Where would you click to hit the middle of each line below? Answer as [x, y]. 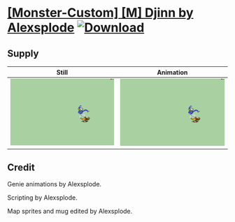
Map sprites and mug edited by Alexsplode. [70, 212]
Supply [23, 53]
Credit [21, 167]
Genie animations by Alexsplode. [55, 184]
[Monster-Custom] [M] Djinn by [100, 13]
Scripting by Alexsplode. [43, 198]
